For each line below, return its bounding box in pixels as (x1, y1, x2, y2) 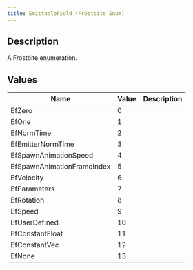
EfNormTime (10, 128, 52, 138)
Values (7, 74, 38, 85)
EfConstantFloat (10, 229, 63, 238)
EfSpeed (10, 207, 39, 216)
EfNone (10, 251, 35, 261)
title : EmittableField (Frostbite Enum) (7, 10, 125, 17)
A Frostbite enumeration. (7, 54, 78, 62)
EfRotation (10, 196, 45, 205)
